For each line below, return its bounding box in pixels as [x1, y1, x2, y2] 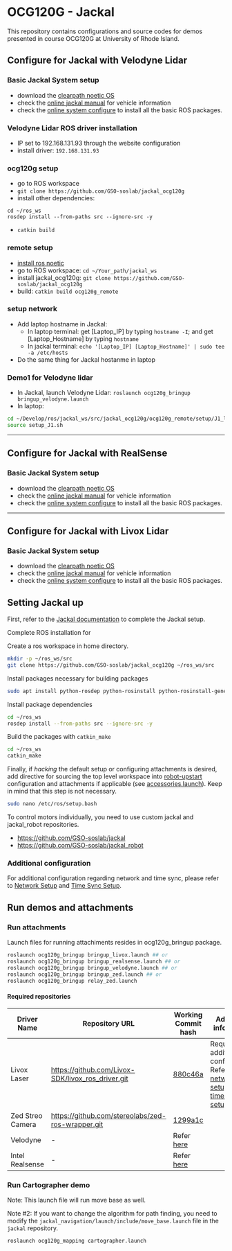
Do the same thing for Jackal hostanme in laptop [17, 355, 155, 364]
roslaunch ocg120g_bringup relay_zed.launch [7, 977, 137, 984]
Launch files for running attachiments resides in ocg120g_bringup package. [7, 938, 222, 947]
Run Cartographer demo [7, 1180, 90, 1189]
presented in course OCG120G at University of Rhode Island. [7, 34, 180, 42]
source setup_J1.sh [7, 421, 64, 428]
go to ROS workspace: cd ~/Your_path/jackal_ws [17, 266, 157, 274]
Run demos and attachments [7, 902, 134, 913]
